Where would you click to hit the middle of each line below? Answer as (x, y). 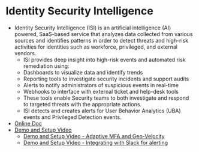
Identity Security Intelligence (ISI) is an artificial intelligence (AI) (93, 28)
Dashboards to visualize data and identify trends (83, 72)
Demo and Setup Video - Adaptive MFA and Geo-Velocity (94, 136)
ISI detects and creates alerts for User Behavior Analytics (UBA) (102, 111)
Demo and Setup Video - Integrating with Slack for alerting (96, 142)
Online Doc (28, 123)
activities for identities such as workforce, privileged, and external (96, 47)
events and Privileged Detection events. (72, 117)
